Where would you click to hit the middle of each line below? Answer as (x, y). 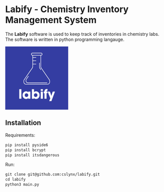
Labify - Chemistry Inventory (67, 9)
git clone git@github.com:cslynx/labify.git (53, 174)
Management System (51, 20)
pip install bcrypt (26, 150)
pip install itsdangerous (32, 155)
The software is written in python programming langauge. (65, 39)
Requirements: (20, 135)
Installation (23, 123)
